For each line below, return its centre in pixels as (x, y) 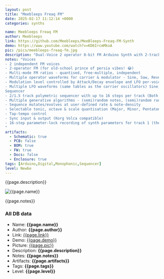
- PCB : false (23, 141)
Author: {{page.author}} (37, 230)
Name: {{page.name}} (35, 224)
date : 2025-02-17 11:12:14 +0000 (39, 19)
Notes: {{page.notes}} (35, 256)
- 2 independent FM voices (32, 64)
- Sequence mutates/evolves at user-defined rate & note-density (73, 105)
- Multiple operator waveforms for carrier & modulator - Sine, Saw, (77, 78)
